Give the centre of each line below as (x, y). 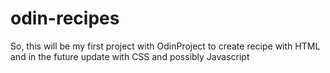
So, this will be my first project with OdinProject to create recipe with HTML (165, 46)
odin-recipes (65, 18)
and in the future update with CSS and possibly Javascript (130, 56)
